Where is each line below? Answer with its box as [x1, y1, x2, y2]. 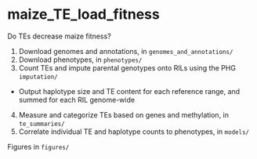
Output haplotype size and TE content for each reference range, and [18, 86, 241, 96]
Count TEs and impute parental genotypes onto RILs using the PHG [18, 63, 237, 72]
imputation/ [18, 73, 58, 81]
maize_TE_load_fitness [7, 5, 160, 23]
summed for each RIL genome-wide [18, 95, 135, 104]
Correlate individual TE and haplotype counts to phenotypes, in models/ [18, 127, 250, 136]
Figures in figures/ [7, 142, 70, 151]
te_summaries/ [18, 120, 65, 128]
